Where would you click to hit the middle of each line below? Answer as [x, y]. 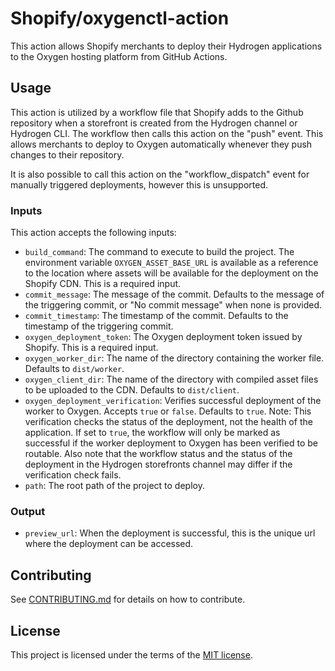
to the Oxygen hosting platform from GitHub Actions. [119, 56]
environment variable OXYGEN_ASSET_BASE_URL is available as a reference [171, 263]
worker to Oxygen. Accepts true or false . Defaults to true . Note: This [168, 411]
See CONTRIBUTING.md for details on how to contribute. [128, 599]
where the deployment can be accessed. [109, 544]
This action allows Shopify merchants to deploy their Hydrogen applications [166, 46]
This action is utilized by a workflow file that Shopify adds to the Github [157, 112]
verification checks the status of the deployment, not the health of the [168, 422]
